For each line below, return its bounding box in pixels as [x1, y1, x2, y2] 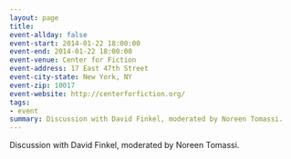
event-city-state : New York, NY [9, 73, 132, 82]
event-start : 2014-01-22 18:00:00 [9, 38, 141, 48]
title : [9, 22, 35, 31]
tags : [9, 97, 30, 107]
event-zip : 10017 [9, 81, 76, 90]
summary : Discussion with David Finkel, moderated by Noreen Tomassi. [9, 114, 284, 124]
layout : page [9, 13, 59, 23]
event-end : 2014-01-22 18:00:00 [9, 47, 132, 56]
